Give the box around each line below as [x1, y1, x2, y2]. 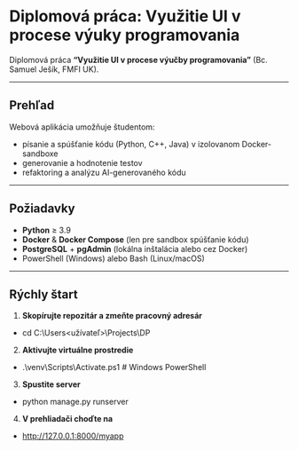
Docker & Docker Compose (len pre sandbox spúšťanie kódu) [21, 233, 250, 245]
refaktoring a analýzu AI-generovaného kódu [21, 167, 186, 178]
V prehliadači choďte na [21, 414, 114, 424]
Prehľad [9, 98, 55, 113]
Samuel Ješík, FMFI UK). [9, 64, 99, 75]
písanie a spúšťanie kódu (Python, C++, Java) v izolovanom [21, 138, 240, 149]
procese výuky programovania [9, 25, 240, 45]
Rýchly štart [9, 287, 78, 302]
